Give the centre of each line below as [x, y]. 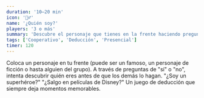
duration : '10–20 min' [35, 12]
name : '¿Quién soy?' [32, 23]
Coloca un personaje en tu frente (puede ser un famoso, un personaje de [98, 63]
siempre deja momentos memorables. [54, 88]
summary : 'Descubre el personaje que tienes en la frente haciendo [93, 34]
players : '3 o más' [31, 29]
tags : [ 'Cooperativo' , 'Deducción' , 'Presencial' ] [72, 40]
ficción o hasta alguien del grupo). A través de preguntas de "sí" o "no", [96, 69]
